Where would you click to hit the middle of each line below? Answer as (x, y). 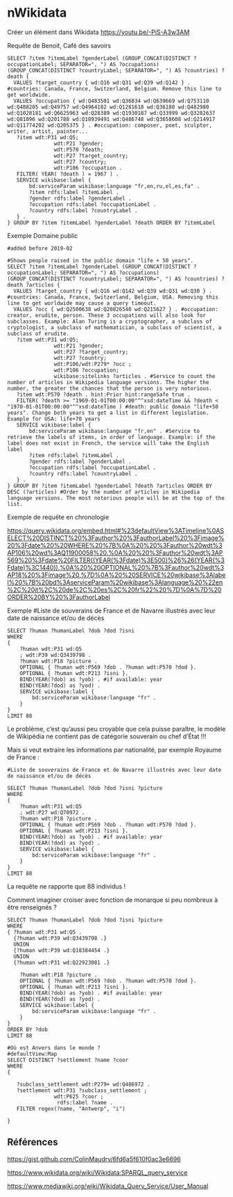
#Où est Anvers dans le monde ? (54, 1048)
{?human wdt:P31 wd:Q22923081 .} (62, 962)
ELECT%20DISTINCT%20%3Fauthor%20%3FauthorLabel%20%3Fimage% (116, 538)
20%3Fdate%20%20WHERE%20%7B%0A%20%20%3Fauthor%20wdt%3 (115, 545)
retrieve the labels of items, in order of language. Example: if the (111, 437)
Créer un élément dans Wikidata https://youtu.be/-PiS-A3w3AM (98, 32)
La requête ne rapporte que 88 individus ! (67, 886)
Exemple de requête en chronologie (58, 517)
